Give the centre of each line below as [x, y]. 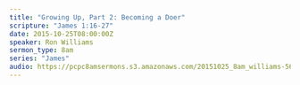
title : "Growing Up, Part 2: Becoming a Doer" [97, 17]
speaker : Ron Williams [51, 42]
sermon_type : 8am [42, 50]
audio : [21, 67]
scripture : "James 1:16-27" [62, 26]
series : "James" [39, 58]
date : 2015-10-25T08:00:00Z [62, 34]
